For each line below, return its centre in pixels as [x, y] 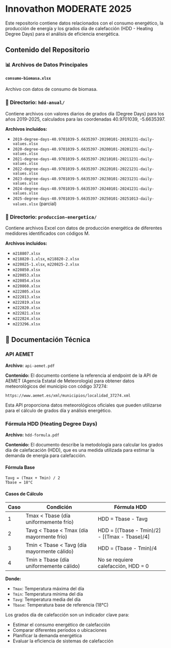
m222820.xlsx [26, 308]
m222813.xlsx [26, 297]
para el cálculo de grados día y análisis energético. [59, 410]
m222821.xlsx [26, 314]
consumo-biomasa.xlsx [28, 78]
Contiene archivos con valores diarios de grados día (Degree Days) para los [85, 113]
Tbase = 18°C [19, 483]
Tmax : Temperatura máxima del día [48, 589]
